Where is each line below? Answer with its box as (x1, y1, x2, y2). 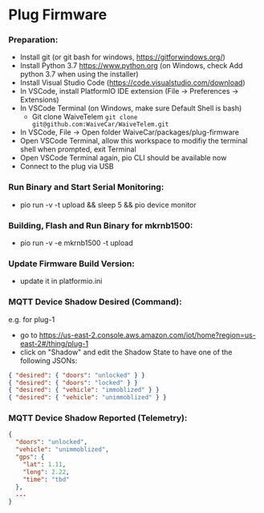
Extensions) (19, 95, 59, 105)
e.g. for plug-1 (8, 314, 55, 324)
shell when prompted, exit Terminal (19, 144, 136, 154)
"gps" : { (15, 453, 45, 462)
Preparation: (8, 34, 59, 46)
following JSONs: (19, 355, 78, 366)
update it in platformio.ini (19, 277, 103, 286)
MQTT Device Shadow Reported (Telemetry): (8, 413, 188, 424)
